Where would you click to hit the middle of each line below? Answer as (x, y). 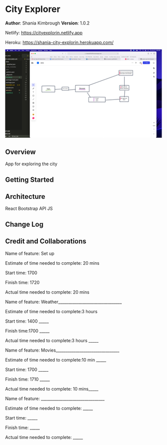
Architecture (25, 197)
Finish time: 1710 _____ (28, 379)
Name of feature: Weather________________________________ (64, 302)
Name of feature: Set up (30, 253)
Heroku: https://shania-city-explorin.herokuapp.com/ (59, 42)
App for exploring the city (31, 164)
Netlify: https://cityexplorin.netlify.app (44, 32)
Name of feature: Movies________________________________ (62, 350)
